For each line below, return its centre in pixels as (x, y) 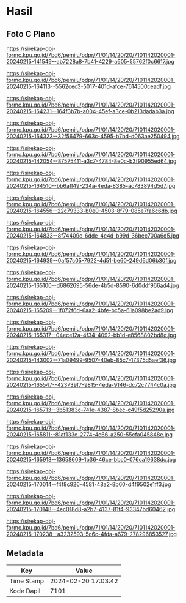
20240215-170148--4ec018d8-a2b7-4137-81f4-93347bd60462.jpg (91, 509)
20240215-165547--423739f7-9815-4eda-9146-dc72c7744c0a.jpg (91, 385)
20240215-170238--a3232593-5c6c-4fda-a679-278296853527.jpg (91, 534)
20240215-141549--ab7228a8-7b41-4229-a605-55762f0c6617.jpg (91, 62)
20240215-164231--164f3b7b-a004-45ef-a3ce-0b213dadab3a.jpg (91, 111)
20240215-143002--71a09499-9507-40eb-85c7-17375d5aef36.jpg (91, 360)
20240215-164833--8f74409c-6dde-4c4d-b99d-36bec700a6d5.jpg (93, 236)
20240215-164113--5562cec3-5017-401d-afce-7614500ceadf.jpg (89, 86)
